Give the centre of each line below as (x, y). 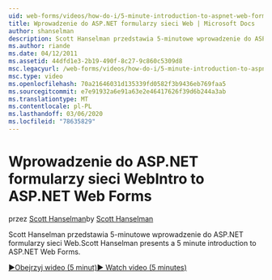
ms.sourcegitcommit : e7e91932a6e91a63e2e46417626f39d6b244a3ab (117, 91)
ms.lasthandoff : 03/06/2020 (56, 114)
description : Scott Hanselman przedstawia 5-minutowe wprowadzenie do (130, 39)
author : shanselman (41, 31)
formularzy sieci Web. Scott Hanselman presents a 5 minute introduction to (132, 243)
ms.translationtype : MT (49, 99)
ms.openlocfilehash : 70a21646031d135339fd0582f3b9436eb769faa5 (117, 84)
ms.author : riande (39, 46)
